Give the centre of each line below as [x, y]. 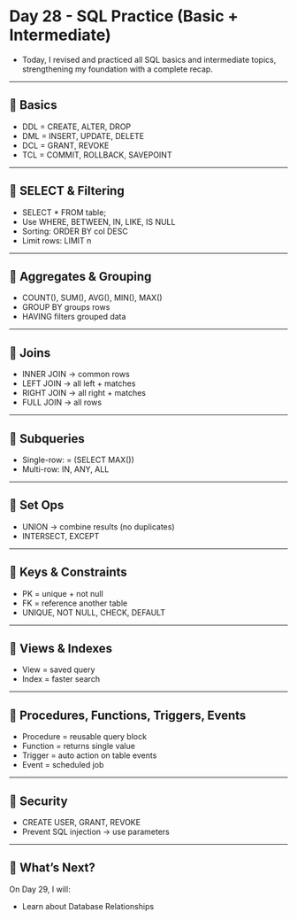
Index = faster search [61, 679]
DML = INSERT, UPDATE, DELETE [83, 135]
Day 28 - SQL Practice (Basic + [124, 16]
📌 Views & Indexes [61, 649]
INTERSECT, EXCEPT [61, 536]
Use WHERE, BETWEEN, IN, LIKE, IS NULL [99, 221]
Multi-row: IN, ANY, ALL [65, 469]
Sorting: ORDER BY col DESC [75, 231]
